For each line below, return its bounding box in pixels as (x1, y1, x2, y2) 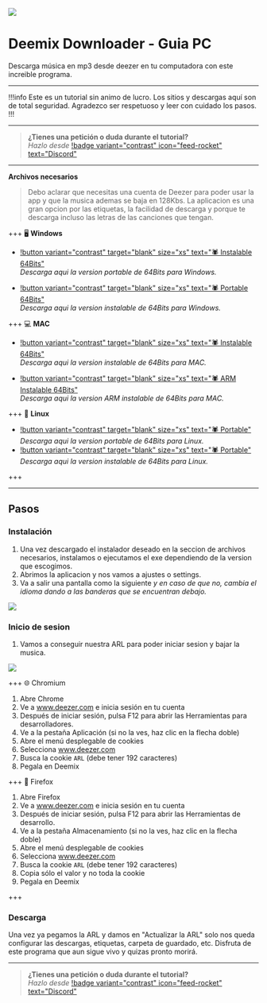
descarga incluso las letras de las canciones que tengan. (27, 212, 215, 222)
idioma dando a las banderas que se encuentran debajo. (19, 587, 207, 596)
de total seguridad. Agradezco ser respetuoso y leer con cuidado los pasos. (8, 100, 257, 110)
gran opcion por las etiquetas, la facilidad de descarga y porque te (27, 203, 246, 214)
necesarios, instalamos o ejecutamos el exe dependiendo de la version (19, 552, 252, 562)
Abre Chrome (19, 694, 64, 703)
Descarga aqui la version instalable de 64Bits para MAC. (19, 358, 207, 367)
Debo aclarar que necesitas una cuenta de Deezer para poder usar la (27, 187, 254, 196)
